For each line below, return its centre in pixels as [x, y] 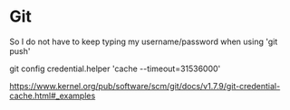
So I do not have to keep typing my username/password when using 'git [144, 41]
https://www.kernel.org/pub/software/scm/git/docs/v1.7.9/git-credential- [145, 86]
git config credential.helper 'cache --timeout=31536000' [115, 69]
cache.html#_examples [53, 96]
